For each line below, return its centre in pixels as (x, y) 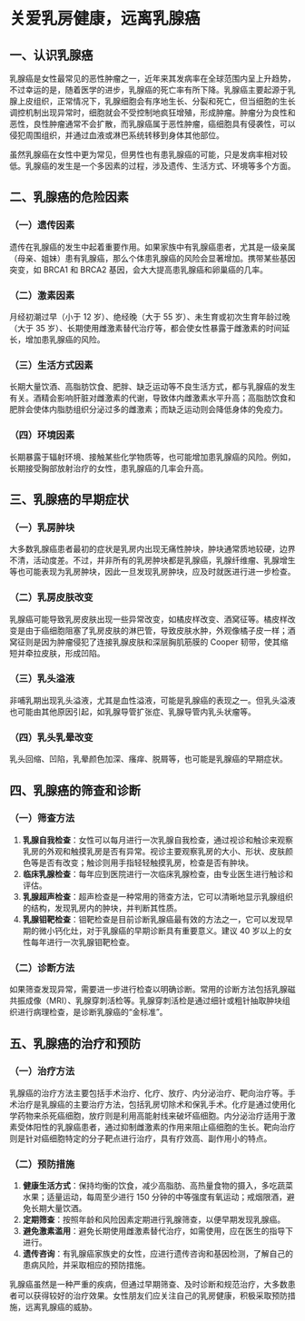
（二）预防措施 (42, 1164)
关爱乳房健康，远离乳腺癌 (105, 19)
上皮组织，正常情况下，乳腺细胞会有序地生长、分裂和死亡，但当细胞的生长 (156, 101)
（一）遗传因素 (42, 225)
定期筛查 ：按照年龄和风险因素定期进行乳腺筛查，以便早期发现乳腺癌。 (154, 1220)
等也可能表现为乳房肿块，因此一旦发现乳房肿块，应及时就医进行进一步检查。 (152, 572)
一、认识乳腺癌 (51, 55)
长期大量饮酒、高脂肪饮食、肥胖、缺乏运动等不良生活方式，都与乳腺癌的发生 (152, 387)
